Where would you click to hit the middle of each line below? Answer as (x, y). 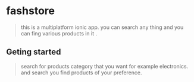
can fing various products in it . (59, 33)
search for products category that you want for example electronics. (104, 66)
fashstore (31, 11)
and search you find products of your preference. (81, 73)
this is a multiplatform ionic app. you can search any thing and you (102, 27)
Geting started (34, 52)
